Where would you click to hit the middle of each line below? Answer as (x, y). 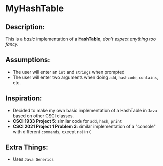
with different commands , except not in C (52, 131)
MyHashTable (35, 9)
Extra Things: (27, 147)
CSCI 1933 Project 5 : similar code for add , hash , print (67, 121)
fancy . (12, 44)
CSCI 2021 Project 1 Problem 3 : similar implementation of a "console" (84, 126)
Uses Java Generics (33, 159)
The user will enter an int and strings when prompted (69, 72)
